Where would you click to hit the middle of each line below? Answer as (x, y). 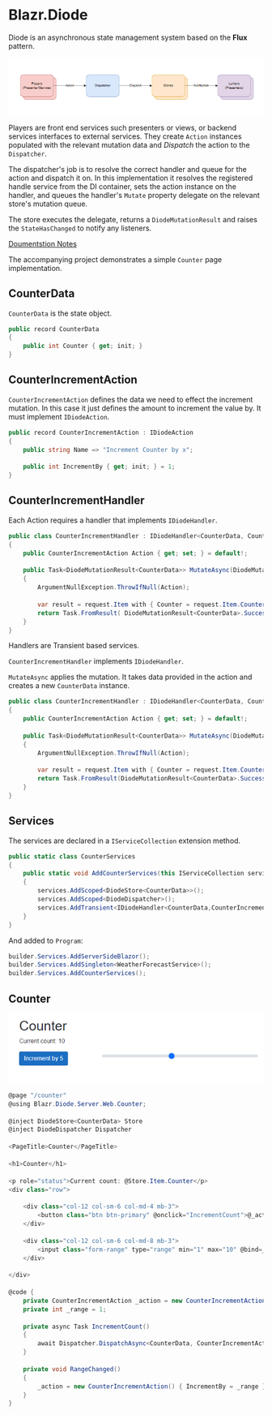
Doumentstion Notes (42, 243)
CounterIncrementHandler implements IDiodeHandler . (96, 661)
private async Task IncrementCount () (87, 1327)
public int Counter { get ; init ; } (83, 346)
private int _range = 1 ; (65, 1309)
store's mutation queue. (48, 204)
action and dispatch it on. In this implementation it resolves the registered (131, 178)
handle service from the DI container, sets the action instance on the (123, 186)
